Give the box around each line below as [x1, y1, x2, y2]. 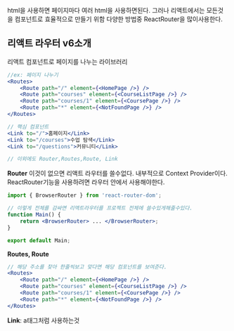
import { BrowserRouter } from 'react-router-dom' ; [7, 192, 162, 199]
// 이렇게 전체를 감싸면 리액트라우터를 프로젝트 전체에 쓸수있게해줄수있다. [7, 205, 193, 212]
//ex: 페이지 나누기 [7, 71, 58, 79]
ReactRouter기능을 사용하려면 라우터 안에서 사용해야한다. [7, 178, 165, 186]
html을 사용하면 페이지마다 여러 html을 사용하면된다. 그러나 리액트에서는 [7, 6, 205, 14]
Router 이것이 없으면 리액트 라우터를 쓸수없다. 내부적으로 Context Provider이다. [7, 169, 228, 178]
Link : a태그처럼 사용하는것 [7, 316, 80, 325]
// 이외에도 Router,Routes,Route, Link [7, 155, 118, 163]
